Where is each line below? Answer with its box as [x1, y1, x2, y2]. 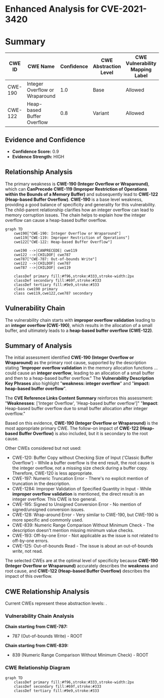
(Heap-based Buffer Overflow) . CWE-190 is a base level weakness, [5, 196, 143, 202]
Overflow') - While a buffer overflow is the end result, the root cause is [12, 460, 155, 466]
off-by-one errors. [12, 538, 49, 544]
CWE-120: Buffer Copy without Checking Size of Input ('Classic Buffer [12, 455, 153, 460]
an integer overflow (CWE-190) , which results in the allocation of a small [5, 322, 153, 328]
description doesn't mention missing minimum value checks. [12, 527, 134, 533]
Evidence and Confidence [5, 135, 85, 144]
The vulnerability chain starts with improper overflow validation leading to [5, 317, 155, 323]
